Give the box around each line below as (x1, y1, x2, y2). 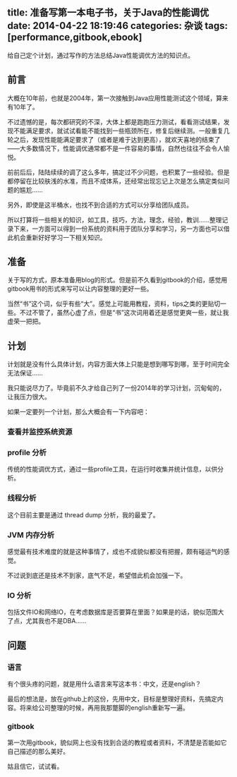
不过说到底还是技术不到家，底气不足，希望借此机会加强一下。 (7, 571, 187, 580)
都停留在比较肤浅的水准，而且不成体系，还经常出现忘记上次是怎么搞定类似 (7, 176, 224, 185)
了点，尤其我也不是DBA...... (7, 617, 87, 625)
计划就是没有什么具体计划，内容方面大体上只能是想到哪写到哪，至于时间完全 (7, 360, 230, 368)
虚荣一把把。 (7, 317, 44, 326)
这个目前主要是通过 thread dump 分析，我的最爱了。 (7, 510, 160, 519)
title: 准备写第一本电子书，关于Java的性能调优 (7, 6, 209, 19)
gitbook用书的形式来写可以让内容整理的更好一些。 (7, 284, 153, 293)
